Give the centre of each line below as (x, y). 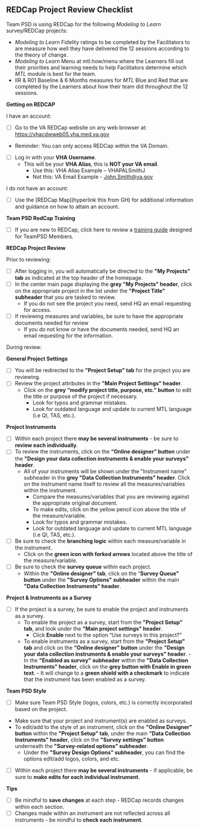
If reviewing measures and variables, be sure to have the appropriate (99, 316)
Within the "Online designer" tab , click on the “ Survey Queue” (101, 573)
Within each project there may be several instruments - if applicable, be (104, 770)
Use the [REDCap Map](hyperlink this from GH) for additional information (104, 200)
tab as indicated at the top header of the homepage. (79, 278)
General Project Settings (37, 359)
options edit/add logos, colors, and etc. (72, 759)
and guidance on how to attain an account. (67, 206)
